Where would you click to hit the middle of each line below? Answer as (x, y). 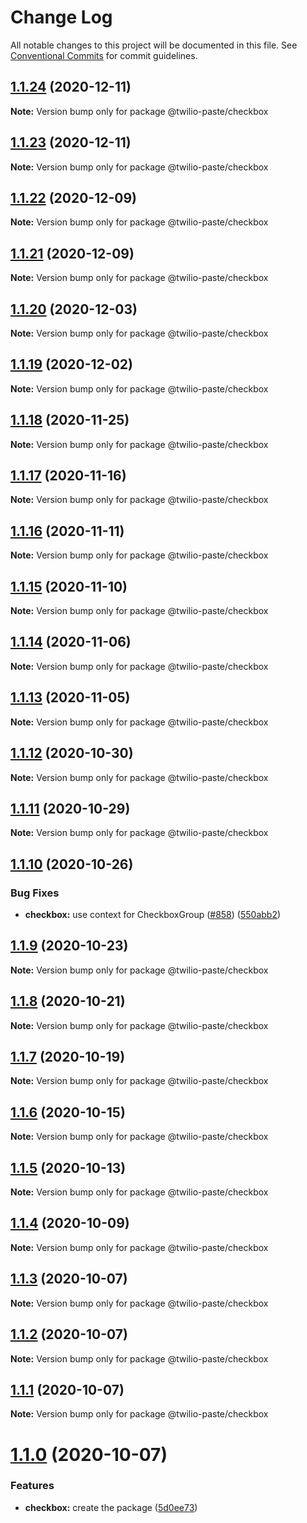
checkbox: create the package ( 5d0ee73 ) (111, 1507)
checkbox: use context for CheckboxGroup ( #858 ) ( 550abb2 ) (153, 914)
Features (32, 1486)
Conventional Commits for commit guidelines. (104, 55)
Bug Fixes (35, 893)
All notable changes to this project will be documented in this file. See (154, 45)
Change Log (61, 17)
